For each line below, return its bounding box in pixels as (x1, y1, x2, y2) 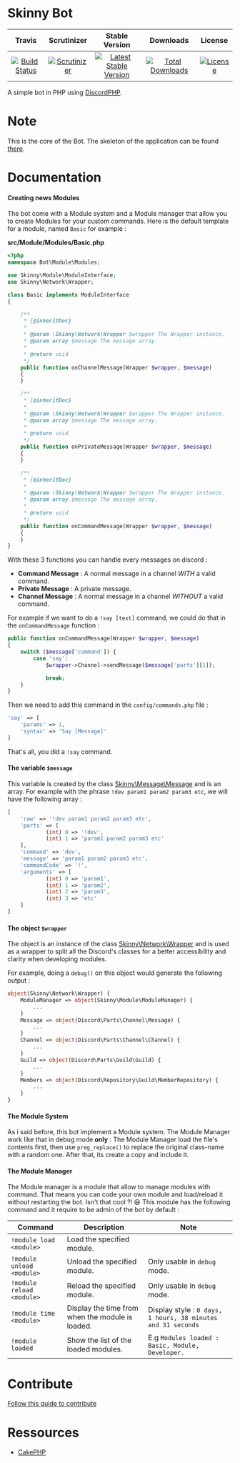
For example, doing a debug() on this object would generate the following (7, 968, 223, 977)
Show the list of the (66, 1335, 132, 1345)
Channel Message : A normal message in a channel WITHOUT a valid (17, 592, 224, 601)
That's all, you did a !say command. (7, 747, 113, 755)
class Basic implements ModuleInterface (7, 291, 130, 298)
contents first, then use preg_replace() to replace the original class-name (7, 1143, 224, 1151)
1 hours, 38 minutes (147, 1314, 218, 1322)
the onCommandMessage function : (7, 621, 100, 630)
